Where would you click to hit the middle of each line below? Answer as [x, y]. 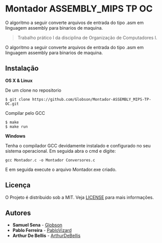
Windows [15, 136]
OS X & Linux [19, 80]
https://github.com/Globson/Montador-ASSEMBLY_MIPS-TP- [92, 99]
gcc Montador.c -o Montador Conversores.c [50, 160]
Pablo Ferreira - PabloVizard [42, 230]
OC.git [12, 104]
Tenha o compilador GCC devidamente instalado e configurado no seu [78, 145]
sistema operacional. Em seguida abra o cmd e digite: [61, 151]
